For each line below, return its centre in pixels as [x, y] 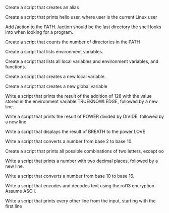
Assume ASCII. [21, 191]
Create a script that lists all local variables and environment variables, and [82, 61]
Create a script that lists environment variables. [54, 52]
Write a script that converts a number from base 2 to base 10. [69, 141]
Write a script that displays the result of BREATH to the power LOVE [75, 131]
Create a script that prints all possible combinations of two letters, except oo [84, 151]
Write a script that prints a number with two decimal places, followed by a [81, 161]
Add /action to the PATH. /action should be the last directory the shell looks [83, 27]
